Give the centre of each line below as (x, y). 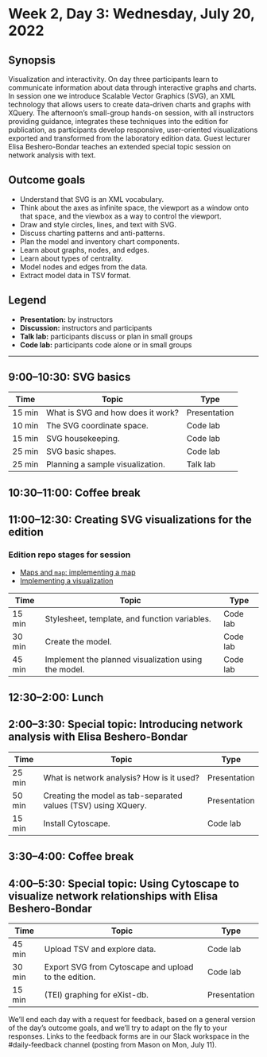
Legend (27, 300)
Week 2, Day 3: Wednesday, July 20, (132, 14)
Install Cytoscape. (77, 823)
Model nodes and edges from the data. (83, 266)
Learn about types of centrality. (71, 258)
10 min (25, 426)
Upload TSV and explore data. (100, 949)
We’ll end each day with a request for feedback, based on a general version (132, 1019)
